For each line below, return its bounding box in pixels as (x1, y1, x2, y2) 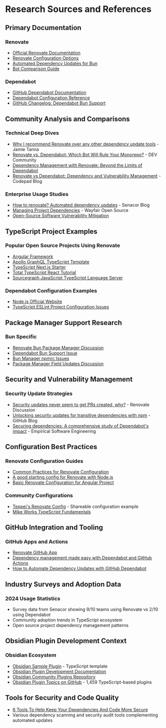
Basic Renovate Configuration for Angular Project (12, 479, 114, 485)
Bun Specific (5, 333, 37, 340)
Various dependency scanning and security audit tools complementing (12, 712, 158, 718)
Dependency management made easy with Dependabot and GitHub (12, 555, 152, 561)
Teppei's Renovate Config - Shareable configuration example (12, 503, 138, 509)
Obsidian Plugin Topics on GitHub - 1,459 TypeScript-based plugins (12, 679, 152, 685)
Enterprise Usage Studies (5, 190, 68, 197)
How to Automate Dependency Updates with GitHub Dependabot (12, 565, 146, 571)
